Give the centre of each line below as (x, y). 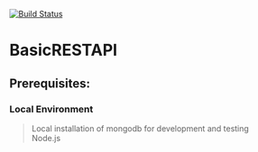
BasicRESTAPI (64, 50)
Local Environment (51, 109)
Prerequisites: (50, 83)
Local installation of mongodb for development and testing (140, 128)
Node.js (46, 138)
